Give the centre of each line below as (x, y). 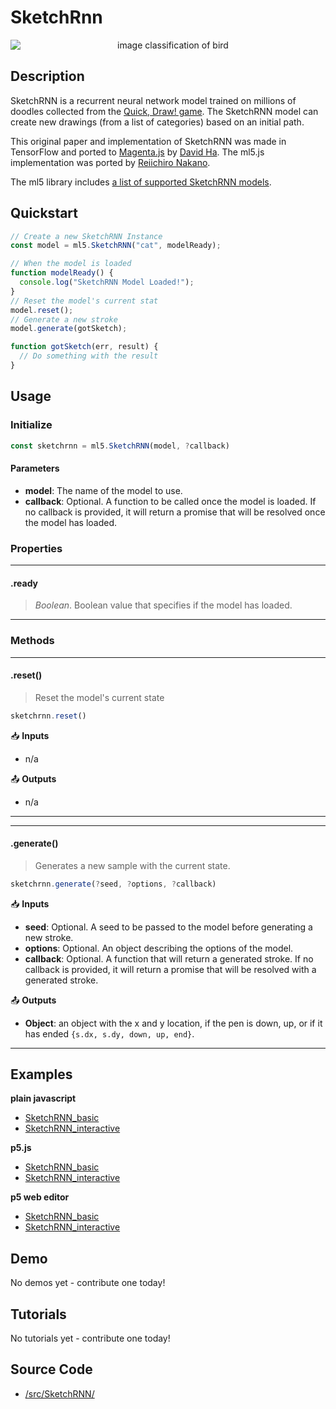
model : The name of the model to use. (103, 490)
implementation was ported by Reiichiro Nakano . (110, 162)
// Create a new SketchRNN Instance (86, 236)
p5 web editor (40, 1197)
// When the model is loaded (71, 264)
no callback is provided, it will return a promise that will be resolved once (175, 512)
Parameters (35, 468)
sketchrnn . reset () (48, 716)
